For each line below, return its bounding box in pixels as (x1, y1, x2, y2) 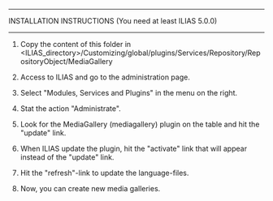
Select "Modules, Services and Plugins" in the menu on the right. (19, 88, 238, 97)
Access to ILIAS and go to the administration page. (19, 72, 191, 82)
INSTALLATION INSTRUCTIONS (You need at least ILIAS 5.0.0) (8, 16, 218, 25)
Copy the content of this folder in (19, 40, 132, 49)
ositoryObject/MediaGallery (19, 57, 113, 66)
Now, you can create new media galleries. (19, 184, 161, 193)
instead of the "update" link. (19, 152, 115, 162)
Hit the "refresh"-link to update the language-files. (19, 168, 189, 177)
